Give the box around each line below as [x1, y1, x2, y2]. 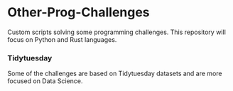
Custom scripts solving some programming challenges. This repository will [7, 28, 226, 36]
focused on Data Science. [7, 77, 83, 85]
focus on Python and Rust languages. [7, 35, 117, 43]
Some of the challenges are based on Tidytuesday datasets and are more [7, 69, 222, 78]
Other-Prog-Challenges [7, 4, 151, 21]
